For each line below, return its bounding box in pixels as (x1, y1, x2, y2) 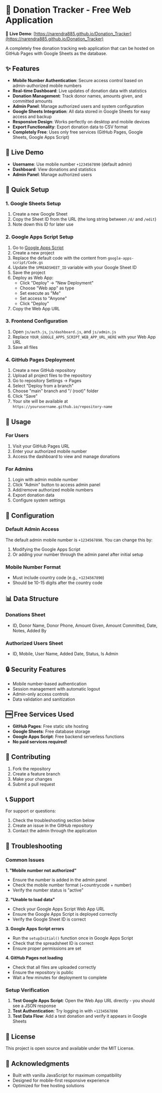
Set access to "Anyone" (19, 295, 67, 301)
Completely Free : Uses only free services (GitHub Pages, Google (12, 129, 143, 135)
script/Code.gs (12, 260, 44, 265)
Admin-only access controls (12, 691, 69, 697)
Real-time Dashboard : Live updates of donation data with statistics (12, 87, 147, 94)
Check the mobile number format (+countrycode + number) (12, 882, 132, 888)
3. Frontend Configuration (5, 318, 68, 324)
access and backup (12, 114, 52, 119)
